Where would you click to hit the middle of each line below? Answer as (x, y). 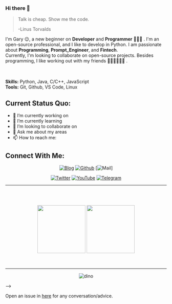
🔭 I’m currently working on (40, 116)
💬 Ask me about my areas (40, 132)
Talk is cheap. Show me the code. (53, 19)
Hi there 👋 (18, 8)
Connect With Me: (35, 156)
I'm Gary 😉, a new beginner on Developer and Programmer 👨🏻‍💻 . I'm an (82, 39)
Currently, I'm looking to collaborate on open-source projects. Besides (79, 55)
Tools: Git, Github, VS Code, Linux (41, 87)
